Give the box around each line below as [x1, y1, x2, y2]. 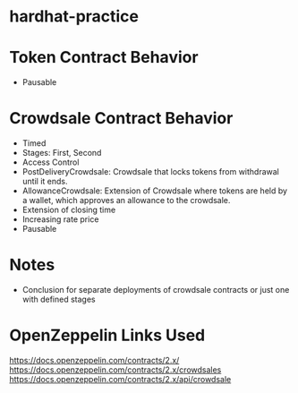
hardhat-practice [9, 6, 140, 27]
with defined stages [21, 294, 96, 304]
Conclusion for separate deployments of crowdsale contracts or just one [21, 285, 290, 295]
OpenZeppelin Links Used [9, 325, 206, 346]
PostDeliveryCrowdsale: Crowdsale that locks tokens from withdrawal [21, 167, 280, 177]
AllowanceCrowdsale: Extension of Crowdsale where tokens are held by [21, 185, 288, 196]
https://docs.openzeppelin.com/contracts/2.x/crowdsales [9, 364, 222, 375]
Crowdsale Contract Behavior [9, 108, 234, 129]
